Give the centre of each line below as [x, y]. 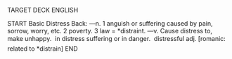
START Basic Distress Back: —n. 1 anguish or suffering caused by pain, [110, 23]
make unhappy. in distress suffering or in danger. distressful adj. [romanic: [117, 39]
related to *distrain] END [43, 49]
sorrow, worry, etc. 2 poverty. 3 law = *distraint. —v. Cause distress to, [110, 31]
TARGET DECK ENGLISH [43, 10]
